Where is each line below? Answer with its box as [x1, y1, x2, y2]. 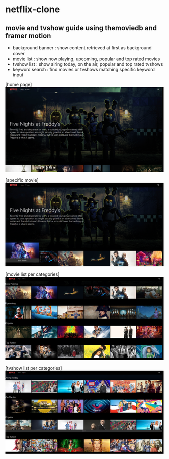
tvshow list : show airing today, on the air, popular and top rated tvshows [12, 61, 163, 67]
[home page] [5, 82, 32, 87]
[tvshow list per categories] [5, 365, 62, 371]
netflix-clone [5, 4, 60, 15]
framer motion [5, 31, 51, 40]
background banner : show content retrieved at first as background [12, 45, 152, 51]
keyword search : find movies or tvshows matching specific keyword [12, 67, 155, 72]
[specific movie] [5, 177, 39, 183]
